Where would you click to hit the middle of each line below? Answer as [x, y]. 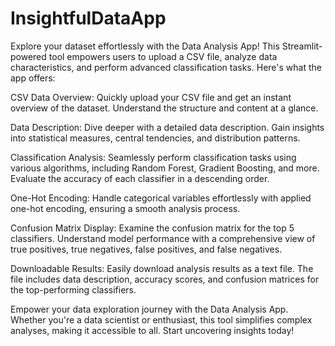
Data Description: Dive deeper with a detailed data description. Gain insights [167, 127]
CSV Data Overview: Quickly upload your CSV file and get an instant [151, 97]
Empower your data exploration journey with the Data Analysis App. [149, 309]
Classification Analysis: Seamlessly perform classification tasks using [153, 157]
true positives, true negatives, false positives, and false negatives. [146, 249]
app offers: [33, 78]
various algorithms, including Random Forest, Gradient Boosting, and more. [165, 168]
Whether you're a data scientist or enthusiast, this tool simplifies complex [161, 319]
